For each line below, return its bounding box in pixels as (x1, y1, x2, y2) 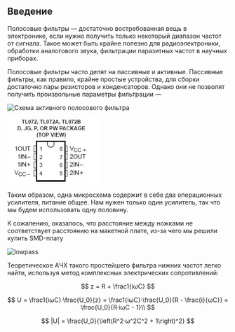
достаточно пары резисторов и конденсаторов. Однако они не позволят (7, 82, 225, 90)
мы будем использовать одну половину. (7, 205, 128, 214)
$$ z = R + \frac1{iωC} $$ (80, 282, 156, 290)
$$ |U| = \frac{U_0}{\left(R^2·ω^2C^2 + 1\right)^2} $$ (41, 317, 195, 325)
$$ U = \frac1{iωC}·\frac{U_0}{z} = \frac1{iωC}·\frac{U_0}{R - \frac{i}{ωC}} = (7, 296, 229, 304)
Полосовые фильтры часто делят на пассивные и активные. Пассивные (7, 67, 223, 76)
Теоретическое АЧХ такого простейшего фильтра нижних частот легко (7, 261, 222, 269)
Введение (7, 6, 53, 18)
